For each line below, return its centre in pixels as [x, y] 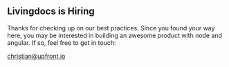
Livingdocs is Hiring [51, 11]
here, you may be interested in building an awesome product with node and [115, 35]
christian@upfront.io [36, 56]
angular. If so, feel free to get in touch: [62, 42]
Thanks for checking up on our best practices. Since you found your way [111, 28]
